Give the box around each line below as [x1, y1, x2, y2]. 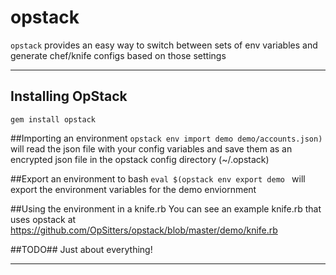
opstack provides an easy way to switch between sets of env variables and [10, 39, 318, 51]
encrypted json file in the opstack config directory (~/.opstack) [10, 153, 270, 165]
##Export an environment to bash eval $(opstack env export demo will [10, 172, 306, 185]
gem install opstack [10, 114, 97, 125]
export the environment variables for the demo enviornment [10, 183, 257, 195]
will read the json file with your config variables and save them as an [10, 142, 293, 155]
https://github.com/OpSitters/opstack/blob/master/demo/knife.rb [10, 224, 278, 236]
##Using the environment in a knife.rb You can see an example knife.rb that [10, 202, 322, 215]
